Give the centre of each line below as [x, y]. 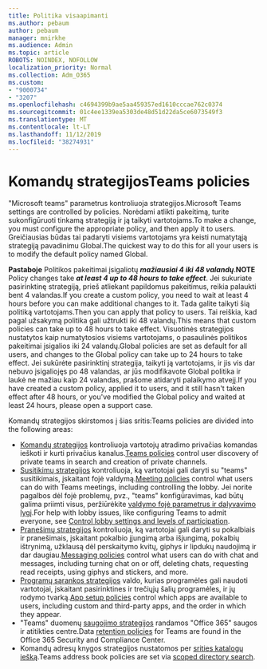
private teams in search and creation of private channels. [114, 462]
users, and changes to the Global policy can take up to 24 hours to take [126, 354]
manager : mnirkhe [37, 38]
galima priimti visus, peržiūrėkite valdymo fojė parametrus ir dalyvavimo [138, 505]
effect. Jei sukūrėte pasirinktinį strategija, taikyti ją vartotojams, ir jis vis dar [132, 363]
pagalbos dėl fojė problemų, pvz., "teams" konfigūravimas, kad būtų [132, 496]
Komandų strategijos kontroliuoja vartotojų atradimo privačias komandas [138, 445]
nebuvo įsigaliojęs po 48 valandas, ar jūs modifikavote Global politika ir [125, 371]
